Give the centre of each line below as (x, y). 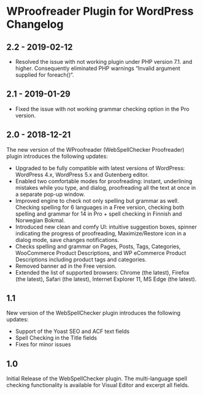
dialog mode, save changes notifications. (67, 240)
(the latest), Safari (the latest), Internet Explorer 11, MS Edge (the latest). (106, 279)
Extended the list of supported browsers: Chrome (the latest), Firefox (102, 272)
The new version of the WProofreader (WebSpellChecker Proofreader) (95, 149)
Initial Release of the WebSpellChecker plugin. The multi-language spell (97, 378)
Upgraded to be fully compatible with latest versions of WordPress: (100, 168)
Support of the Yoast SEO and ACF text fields (72, 331)
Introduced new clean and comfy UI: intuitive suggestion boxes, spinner (106, 227)
